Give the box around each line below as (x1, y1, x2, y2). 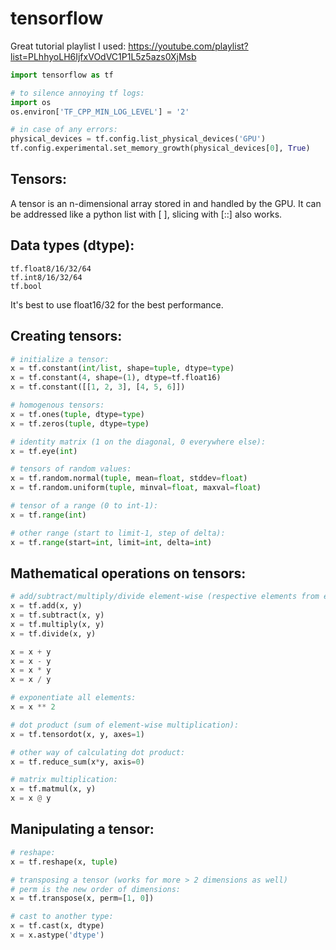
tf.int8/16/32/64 (10, 272, 83, 282)
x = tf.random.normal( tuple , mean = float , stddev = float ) (10, 473, 248, 484)
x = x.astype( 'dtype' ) (10, 930, 105, 940)
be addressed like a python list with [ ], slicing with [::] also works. (10, 208, 283, 220)
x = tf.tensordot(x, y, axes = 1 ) (10, 729, 145, 739)
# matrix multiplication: (10, 775, 118, 785)
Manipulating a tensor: (10, 821, 155, 838)
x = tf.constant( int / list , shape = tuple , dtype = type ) (10, 363, 235, 374)
